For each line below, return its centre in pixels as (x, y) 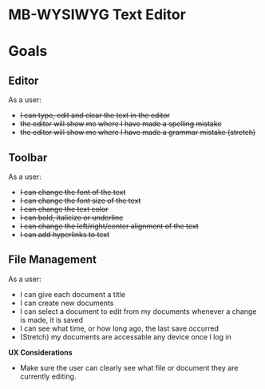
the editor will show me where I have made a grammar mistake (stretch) (138, 133)
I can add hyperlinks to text (65, 234)
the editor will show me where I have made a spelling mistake (121, 124)
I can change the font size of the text (80, 200)
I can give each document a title (73, 294)
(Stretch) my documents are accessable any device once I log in (125, 336)
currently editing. (48, 376)
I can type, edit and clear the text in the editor (95, 115)
